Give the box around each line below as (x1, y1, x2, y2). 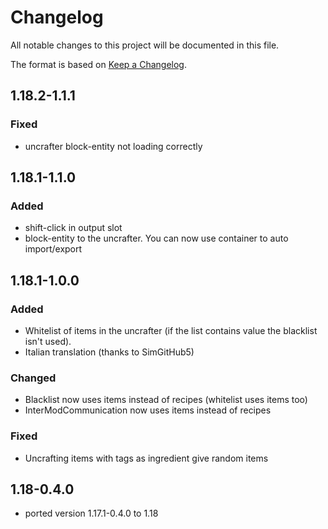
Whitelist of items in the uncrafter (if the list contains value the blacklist (24, 325, 318, 336)
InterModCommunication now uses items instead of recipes (24, 404, 272, 416)
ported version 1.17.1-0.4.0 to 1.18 (24, 507, 159, 520)
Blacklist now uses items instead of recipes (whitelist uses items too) (24, 394, 308, 406)
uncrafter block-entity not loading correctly (24, 140, 203, 152)
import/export (24, 243, 83, 255)
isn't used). (24, 336, 72, 347)
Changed (10, 371, 57, 385)
